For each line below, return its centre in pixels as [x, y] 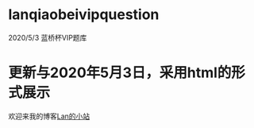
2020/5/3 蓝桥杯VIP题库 [48, 37]
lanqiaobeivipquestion [84, 15]
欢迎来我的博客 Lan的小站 [49, 116]
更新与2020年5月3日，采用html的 [120, 73]
